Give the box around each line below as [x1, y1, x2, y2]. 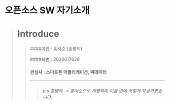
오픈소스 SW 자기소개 [5, 5, 90, 16]
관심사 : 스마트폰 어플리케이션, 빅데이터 [29, 69, 107, 75]
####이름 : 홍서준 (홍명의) [29, 46, 83, 52]
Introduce [17, 28, 59, 40]
